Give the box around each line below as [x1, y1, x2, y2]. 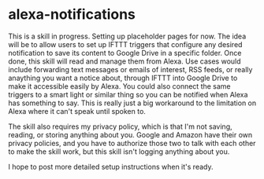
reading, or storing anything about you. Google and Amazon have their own [8, 130, 253, 139]
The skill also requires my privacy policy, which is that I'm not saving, [8, 122, 232, 131]
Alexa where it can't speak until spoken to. [8, 106, 146, 115]
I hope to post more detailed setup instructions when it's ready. [8, 162, 214, 171]
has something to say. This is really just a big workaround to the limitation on [8, 98, 257, 108]
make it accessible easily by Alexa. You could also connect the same [8, 81, 231, 91]
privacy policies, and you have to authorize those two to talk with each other [8, 138, 256, 148]
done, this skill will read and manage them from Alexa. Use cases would [8, 57, 242, 66]
